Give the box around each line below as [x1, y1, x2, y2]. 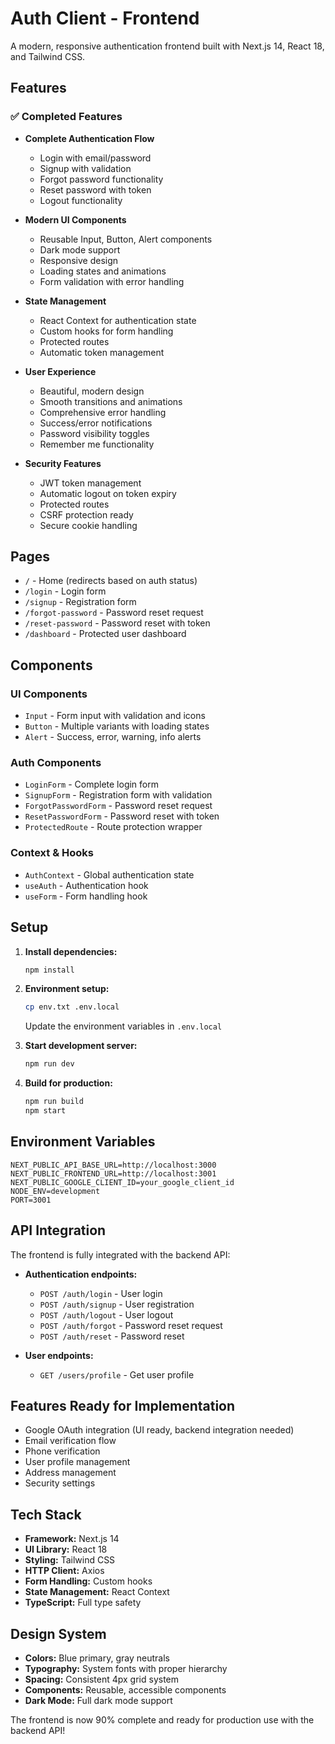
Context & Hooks [10, 846, 94, 860]
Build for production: [24, 1077, 113, 1089]
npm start [24, 1106, 67, 1116]
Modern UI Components [24, 213, 127, 226]
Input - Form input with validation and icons [24, 710, 206, 722]
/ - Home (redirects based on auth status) [24, 575, 198, 587]
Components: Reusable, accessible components [24, 1683, 227, 1696]
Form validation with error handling [39, 275, 185, 287]
